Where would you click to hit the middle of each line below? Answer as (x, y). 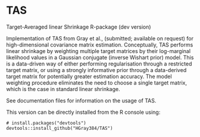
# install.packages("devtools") (46, 123)
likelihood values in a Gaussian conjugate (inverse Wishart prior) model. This (100, 57)
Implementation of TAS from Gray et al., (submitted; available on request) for (100, 38)
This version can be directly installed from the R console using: (83, 112)
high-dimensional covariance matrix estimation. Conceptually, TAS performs (100, 45)
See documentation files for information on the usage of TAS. (81, 100)
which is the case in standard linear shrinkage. (63, 89)
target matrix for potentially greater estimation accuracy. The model (89, 76)
